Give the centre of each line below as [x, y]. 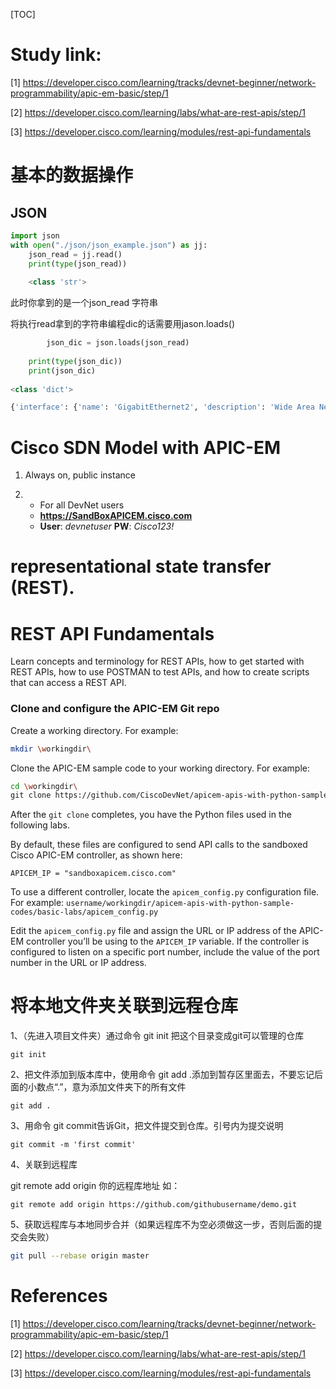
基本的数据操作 [72, 175]
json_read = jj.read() [75, 254]
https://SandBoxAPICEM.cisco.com [116, 516]
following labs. [40, 825]
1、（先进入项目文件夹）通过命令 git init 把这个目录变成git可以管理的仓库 [157, 1036]
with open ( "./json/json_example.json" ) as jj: [109, 245]
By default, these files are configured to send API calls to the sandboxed [159, 845]
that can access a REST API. [68, 683]
